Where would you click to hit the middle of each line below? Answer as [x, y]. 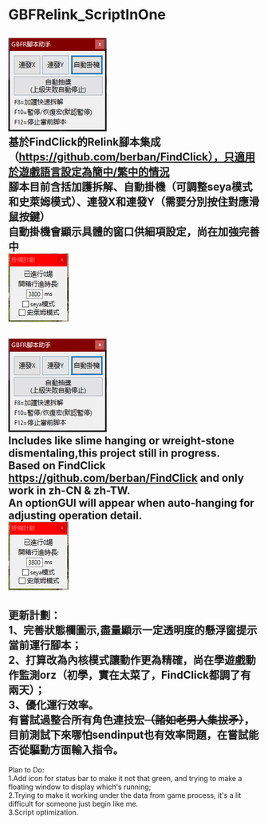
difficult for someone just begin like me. [73, 803]
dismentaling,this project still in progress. [114, 453]
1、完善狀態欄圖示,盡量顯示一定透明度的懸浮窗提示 [133, 631]
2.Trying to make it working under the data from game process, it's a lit [125, 795]
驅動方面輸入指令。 [76, 750]
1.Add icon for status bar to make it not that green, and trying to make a [125, 778]
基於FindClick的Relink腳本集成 [85, 142]
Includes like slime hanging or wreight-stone [122, 440]
